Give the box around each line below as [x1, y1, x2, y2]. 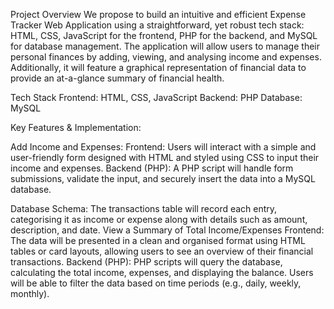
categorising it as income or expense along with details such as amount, [10, 214, 308, 225]
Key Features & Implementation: [10, 122, 142, 133]
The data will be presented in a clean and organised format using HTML [10, 235, 306, 246]
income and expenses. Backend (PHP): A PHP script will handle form [10, 162, 294, 174]
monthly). [10, 288, 50, 299]
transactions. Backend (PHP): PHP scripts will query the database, [10, 256, 283, 268]
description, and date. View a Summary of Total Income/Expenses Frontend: [10, 224, 325, 236]
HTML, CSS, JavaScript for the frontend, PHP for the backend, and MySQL [10, 30, 318, 41]
